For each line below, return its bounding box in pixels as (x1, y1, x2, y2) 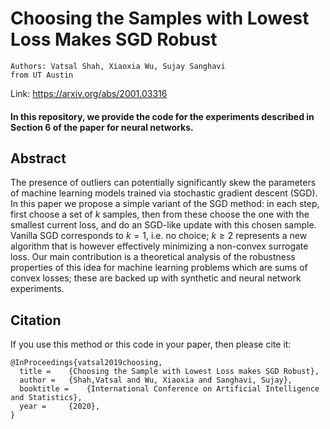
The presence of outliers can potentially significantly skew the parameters (10, 177, 317, 189)
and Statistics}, (10, 393, 83, 403)
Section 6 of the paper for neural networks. (10, 121, 194, 133)
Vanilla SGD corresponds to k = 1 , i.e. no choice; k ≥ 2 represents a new (10, 230, 308, 242)
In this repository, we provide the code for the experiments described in (10, 110, 315, 122)
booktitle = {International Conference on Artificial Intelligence (19, 384, 320, 394)
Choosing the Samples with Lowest (10, 7, 310, 30)
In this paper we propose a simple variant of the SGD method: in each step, (10, 198, 320, 210)
